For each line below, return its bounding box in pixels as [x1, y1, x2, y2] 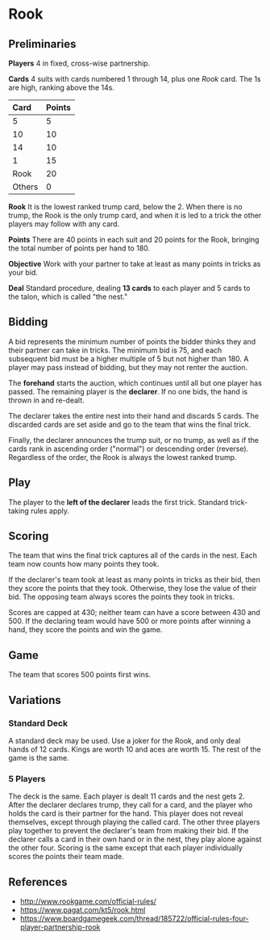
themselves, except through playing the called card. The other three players [8, 817, 260, 827]
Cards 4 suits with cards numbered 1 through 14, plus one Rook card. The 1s [8, 74, 262, 83]
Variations [8, 693, 62, 707]
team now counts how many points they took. [8, 559, 160, 569]
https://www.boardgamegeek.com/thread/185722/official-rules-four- [19, 914, 250, 924]
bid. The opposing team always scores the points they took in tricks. [8, 592, 235, 602]
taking [8, 506, 30, 516]
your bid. [8, 268, 39, 277]
